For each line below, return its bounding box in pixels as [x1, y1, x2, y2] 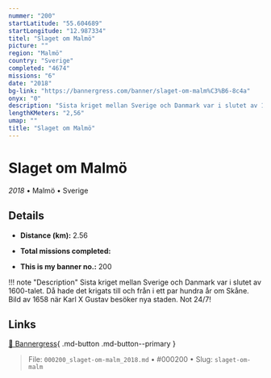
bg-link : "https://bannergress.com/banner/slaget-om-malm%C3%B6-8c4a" [8, 86, 251, 95]
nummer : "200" [8, 11, 56, 20]
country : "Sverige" [8, 57, 74, 65]
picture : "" [8, 42, 48, 50]
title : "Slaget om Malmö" [8, 124, 95, 132]
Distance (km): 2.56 [19, 231, 89, 240]
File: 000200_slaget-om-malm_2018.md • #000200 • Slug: [27, 355, 213, 364]
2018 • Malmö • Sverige [8, 185, 89, 195]
